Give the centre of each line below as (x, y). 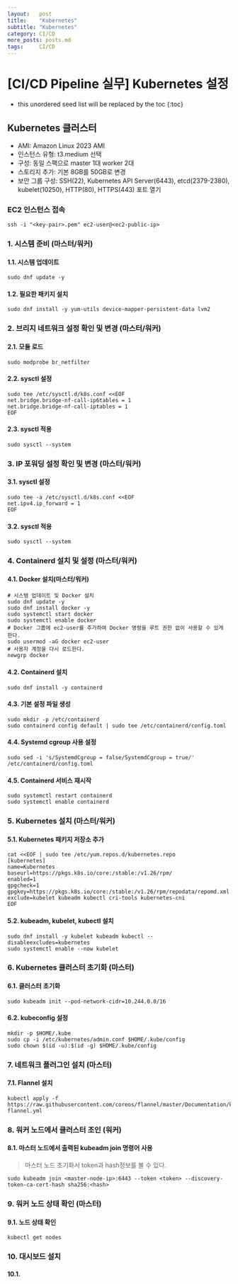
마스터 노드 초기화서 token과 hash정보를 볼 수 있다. (95, 1165)
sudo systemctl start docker (50, 614)
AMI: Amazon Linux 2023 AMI (61, 145)
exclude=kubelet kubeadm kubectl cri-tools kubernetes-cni (96, 898)
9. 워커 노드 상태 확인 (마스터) (55, 1204)
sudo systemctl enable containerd (58, 802)
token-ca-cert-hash (36, 1185)
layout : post (30, 14)
